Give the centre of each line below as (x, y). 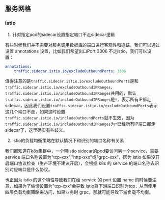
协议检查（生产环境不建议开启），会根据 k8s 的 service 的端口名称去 (86, 163)
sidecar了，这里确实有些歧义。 (36, 130)
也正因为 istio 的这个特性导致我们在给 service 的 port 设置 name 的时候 (77, 180)
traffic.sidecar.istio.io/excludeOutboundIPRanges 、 (60, 87)
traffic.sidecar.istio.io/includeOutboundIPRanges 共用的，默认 (71, 93)
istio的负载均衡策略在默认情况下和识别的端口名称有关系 (68, 141)
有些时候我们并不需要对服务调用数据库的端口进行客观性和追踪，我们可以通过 (82, 45)
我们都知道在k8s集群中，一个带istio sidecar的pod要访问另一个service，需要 (82, 151)
